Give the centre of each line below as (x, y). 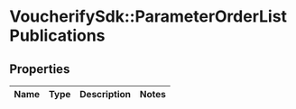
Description (105, 94)
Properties (40, 69)
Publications (57, 36)
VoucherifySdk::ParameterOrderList (148, 17)
